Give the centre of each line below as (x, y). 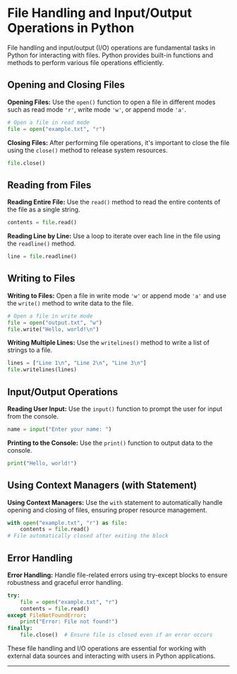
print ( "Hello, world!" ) (42, 463)
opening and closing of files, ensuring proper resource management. (107, 510)
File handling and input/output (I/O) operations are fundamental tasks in (111, 47)
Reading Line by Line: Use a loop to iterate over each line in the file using (114, 236)
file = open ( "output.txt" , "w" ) (55, 323)
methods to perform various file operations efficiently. (86, 62)
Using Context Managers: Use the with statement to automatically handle (115, 502)
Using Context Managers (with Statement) (102, 486)
